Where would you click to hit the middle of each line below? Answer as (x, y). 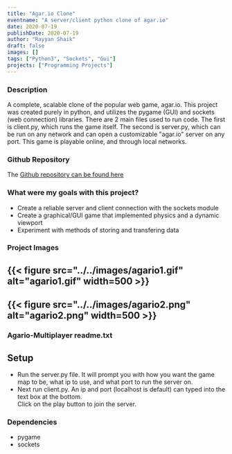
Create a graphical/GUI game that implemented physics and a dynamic (118, 215)
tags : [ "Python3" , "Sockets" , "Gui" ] (62, 59)
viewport (30, 222)
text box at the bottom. (50, 396)
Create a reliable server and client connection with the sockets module (118, 208)
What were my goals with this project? (73, 193)
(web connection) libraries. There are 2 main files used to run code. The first (116, 119)
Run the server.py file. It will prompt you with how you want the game (116, 374)
